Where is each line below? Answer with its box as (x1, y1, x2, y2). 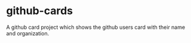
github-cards (6, 4, 73, 18)
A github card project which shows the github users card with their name (6, 24, 186, 31)
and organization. (6, 29, 50, 37)
